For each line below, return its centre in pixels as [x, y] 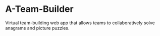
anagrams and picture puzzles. [37, 28]
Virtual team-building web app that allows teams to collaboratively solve [80, 23]
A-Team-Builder [40, 9]
